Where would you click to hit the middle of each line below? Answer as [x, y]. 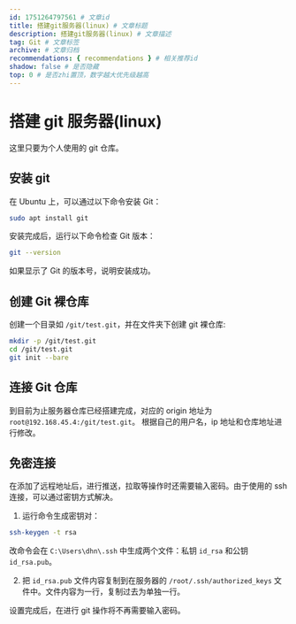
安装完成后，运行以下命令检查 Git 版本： [83, 236]
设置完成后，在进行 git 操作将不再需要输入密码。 [97, 611]
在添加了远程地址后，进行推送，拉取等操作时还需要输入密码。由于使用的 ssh [148, 486]
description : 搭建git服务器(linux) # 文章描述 [91, 34]
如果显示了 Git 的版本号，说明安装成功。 [83, 271]
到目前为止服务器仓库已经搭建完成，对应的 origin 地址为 [111, 410]
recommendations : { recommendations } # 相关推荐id [104, 58]
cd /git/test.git [41, 349]
